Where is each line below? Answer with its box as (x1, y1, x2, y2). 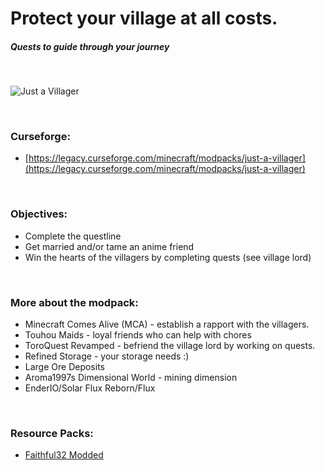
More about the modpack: (10, 295, 139, 309)
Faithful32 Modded (24, 449, 104, 461)
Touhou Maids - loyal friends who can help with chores (24, 329, 252, 341)
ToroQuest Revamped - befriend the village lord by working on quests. (24, 340, 316, 352)
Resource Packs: (10, 426, 94, 440)
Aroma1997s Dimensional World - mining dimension (24, 372, 238, 384)
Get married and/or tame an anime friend (24, 240, 195, 252)
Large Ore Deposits (24, 361, 105, 373)
